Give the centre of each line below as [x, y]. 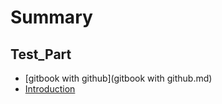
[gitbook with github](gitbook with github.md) [118, 78]
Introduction [50, 89]
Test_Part [41, 54]
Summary [51, 17]
